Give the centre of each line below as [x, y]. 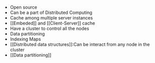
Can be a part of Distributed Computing [51, 12]
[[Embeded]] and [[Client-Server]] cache [53, 23]
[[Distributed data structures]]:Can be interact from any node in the [80, 44]
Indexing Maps [25, 39]
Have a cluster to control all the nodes [49, 28]
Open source [23, 7]
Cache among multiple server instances [51, 18]
